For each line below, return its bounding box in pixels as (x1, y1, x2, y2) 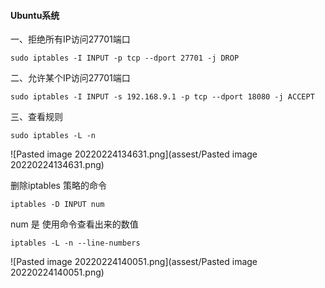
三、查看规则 (10, 111, 63, 123)
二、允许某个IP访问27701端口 (10, 72, 131, 84)
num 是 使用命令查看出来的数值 (10, 218, 139, 230)
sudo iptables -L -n (10, 131, 97, 141)
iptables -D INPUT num (10, 200, 105, 210)
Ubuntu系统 (10, 9, 60, 21)
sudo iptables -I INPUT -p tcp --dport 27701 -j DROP (10, 53, 240, 64)
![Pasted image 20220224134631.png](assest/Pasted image (10, 148, 258, 160)
